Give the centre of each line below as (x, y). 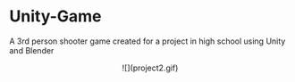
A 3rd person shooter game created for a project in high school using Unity (147, 41)
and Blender (32, 50)
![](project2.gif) (150, 68)
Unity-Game (55, 16)
